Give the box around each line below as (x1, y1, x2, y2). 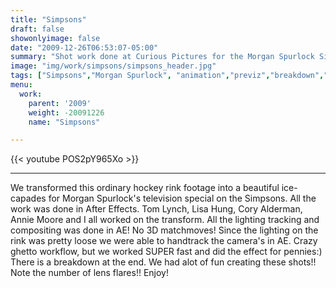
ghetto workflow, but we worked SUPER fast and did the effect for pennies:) (10, 246, 323, 258)
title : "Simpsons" (10, 14, 87, 25)
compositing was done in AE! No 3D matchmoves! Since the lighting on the (10, 224, 319, 236)
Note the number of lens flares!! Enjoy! (10, 267, 169, 279)
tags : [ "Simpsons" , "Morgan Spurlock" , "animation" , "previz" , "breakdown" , (10, 71, 325, 81)
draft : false (10, 24, 65, 34)
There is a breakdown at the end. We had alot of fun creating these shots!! (10, 256, 317, 268)
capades (10, 192, 47, 205)
